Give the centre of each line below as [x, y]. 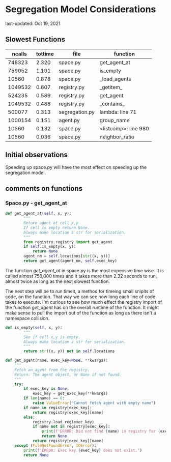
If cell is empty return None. [57, 227]
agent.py [69, 120]
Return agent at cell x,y [51, 223]
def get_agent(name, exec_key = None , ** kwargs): [57, 360]
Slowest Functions [35, 39]
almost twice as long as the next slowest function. [58, 281]
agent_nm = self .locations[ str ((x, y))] [67, 256]
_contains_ [112, 104]
